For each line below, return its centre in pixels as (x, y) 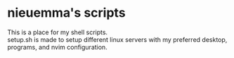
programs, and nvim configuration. (57, 47)
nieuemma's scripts (66, 13)
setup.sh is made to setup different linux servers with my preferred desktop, (117, 39)
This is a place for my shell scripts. (57, 32)
